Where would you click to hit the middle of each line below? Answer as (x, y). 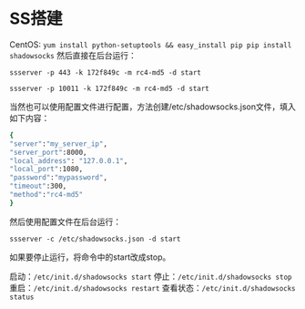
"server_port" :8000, (49, 152)
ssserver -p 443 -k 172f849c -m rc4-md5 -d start (106, 72)
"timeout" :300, (38, 186)
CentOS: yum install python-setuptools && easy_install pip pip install (151, 44)
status (22, 297)
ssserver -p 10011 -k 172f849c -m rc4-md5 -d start (109, 88)
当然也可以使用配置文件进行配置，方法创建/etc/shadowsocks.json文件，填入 (152, 107)
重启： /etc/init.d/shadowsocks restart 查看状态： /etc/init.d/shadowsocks (152, 287)
